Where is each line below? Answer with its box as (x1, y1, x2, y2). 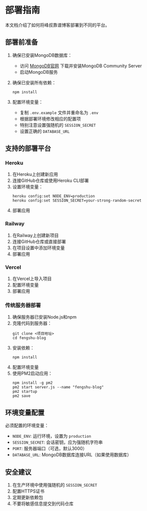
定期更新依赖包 (12, 494, 43, 500)
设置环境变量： (12, 184, 43, 190)
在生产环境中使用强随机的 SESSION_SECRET (12, 482, 97, 488)
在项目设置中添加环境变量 (12, 245, 65, 251)
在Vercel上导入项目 (12, 276, 52, 282)
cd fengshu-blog (12, 336, 46, 341)
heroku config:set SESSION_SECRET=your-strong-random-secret (12, 198, 142, 203)
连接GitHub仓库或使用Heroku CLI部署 (12, 177, 89, 183)
